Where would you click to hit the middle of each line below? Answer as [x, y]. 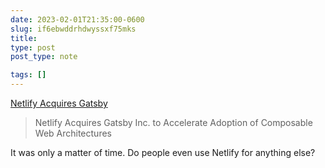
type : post [33, 47]
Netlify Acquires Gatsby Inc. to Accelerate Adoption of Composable [173, 122]
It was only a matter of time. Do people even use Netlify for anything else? [163, 152]
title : [24, 38]
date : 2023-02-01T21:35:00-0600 [77, 19]
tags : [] [28, 75]
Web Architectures [73, 133]
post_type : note [44, 57]
